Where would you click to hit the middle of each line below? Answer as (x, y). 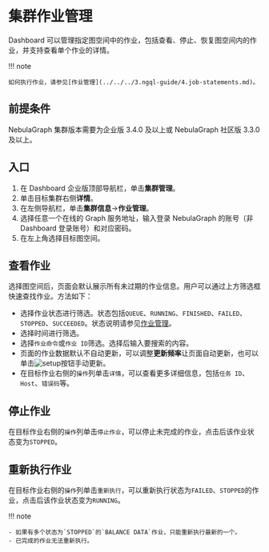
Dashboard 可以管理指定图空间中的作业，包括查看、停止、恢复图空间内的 (129, 40)
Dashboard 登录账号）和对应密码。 (78, 228)
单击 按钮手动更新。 (65, 363)
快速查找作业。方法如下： (50, 296)
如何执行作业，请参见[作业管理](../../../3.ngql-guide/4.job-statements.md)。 (134, 82)
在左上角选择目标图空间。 (62, 238)
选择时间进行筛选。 (52, 334)
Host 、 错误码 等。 (47, 383)
